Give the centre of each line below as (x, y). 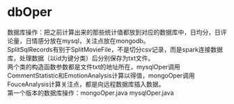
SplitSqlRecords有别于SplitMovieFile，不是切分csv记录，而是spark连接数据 (115, 49)
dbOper (30, 12)
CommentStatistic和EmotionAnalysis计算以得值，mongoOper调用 (101, 75)
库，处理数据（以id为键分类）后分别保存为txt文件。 (81, 58)
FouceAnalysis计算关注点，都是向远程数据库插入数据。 (86, 84)
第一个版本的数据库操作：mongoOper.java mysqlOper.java (91, 93)
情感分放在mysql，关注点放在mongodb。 (90, 41)
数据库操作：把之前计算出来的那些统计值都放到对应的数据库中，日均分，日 (114, 32)
